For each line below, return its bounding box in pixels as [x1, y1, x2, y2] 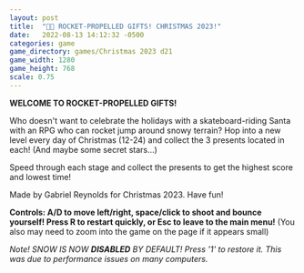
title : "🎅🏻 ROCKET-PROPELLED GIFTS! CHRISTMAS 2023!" [9, 22, 222, 31]
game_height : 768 [9, 65, 76, 74]
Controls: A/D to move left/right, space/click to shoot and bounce [9, 207, 262, 217]
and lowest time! [9, 171, 71, 182]
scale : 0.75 [9, 73, 55, 82]
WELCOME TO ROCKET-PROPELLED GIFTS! [9, 97, 177, 108]
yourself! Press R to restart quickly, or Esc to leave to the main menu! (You [9, 216, 296, 227]
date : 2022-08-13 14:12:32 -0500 [9, 30, 145, 39]
